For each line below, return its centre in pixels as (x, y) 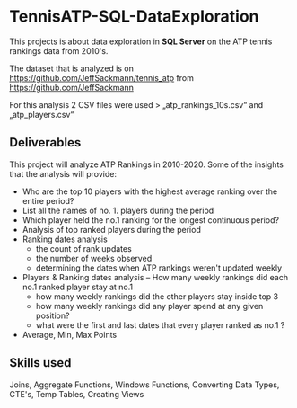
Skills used (40, 363)
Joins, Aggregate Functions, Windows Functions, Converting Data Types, (144, 385)
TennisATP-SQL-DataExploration (134, 17)
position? (52, 315)
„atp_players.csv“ (42, 114)
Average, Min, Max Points (70, 334)
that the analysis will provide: (63, 173)
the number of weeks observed (94, 258)
